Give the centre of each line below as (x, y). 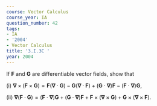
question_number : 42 (32, 23)
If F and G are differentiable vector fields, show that (70, 73)
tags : (13, 29)
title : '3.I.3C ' (28, 51)
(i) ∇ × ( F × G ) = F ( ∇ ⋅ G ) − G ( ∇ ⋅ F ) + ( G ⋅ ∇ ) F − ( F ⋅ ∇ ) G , (74, 86)
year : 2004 (20, 57)
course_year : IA (27, 17)
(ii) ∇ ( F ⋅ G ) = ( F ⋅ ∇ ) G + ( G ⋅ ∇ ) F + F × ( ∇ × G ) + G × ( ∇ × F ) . (79, 97)
